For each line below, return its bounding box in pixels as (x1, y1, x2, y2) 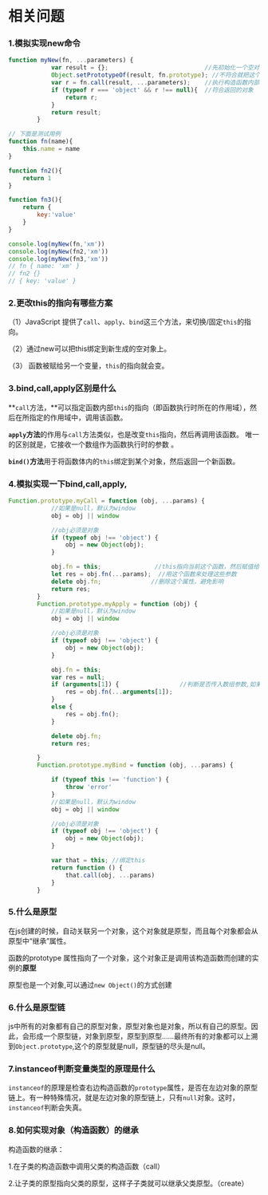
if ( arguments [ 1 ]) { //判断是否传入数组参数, (50, 680, 250, 688)
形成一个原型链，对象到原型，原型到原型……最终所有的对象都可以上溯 (29, 1031, 258, 1041)
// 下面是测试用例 (8, 130, 61, 138)
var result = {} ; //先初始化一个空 (50, 64, 254, 72)
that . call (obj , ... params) (65, 871, 156, 879)
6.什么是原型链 (8, 1002, 65, 1013)
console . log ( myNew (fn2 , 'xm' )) (8, 247, 109, 255)
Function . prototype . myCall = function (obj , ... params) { (8, 497, 205, 505)
